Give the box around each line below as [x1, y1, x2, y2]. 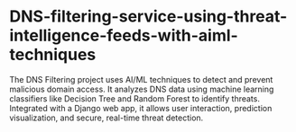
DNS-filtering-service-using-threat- [9, 6, 288, 27]
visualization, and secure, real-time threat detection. [9, 112, 204, 123]
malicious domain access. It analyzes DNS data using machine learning [9, 84, 274, 94]
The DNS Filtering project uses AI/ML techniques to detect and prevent [9, 74, 273, 84]
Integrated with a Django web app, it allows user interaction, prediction [9, 102, 273, 113]
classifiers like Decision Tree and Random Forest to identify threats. [9, 92, 260, 104]
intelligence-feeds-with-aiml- [9, 25, 239, 46]
